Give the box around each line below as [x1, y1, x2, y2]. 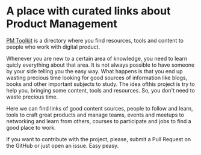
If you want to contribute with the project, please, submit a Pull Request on [6, 135, 191, 142]
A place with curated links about [6, 4, 171, 18]
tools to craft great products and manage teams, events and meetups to [6, 111, 185, 118]
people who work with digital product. [6, 43, 100, 50]
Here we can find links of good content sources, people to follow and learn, [6, 105, 194, 112]
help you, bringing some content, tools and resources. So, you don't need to [6, 87, 196, 94]
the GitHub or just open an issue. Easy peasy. [6, 142, 119, 149]
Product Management [6, 17, 117, 31]
